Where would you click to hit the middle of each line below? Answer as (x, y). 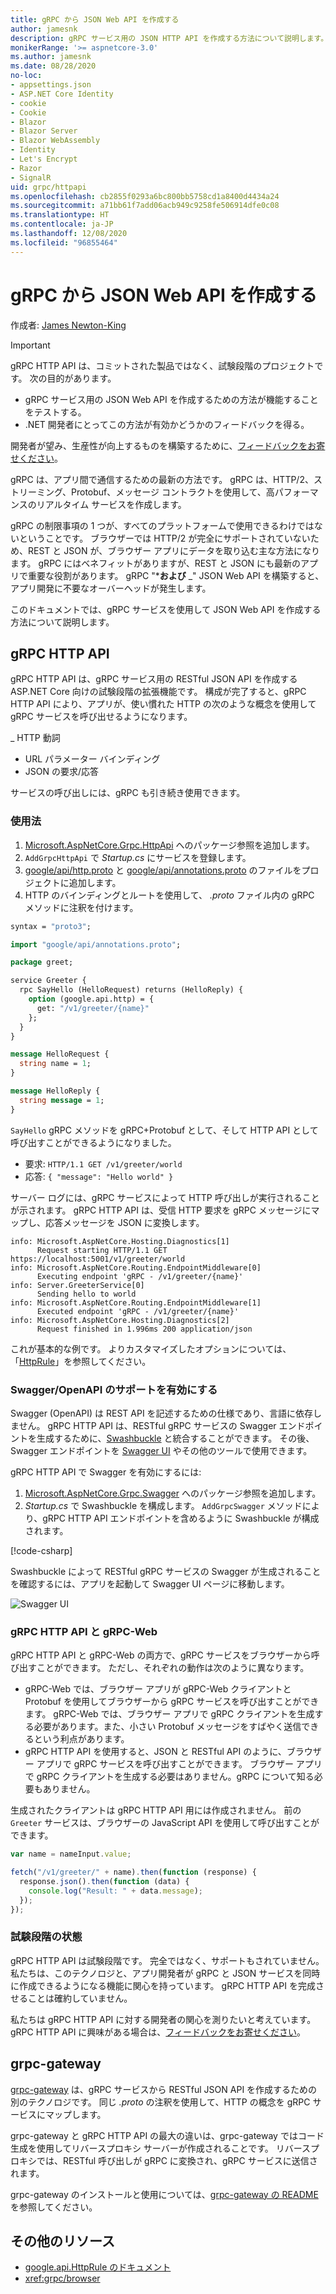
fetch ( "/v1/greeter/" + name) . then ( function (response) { (133, 1872)
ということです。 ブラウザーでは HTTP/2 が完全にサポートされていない (164, 538)
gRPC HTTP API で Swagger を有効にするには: (106, 1472)
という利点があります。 (81, 1739)
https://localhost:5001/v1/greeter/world (98, 1259)
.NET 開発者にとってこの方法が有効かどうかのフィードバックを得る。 (167, 424)
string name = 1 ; (55, 1064)
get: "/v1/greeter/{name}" (93, 1008)
